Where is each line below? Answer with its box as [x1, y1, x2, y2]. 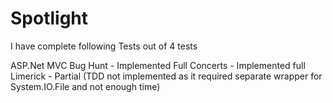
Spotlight [10, 7, 89, 30]
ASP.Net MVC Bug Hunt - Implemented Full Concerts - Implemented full [10, 59, 306, 71]
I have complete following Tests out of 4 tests [10, 40, 198, 52]
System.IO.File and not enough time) [10, 80, 161, 92]
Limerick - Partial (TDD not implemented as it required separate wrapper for [10, 70, 323, 82]
